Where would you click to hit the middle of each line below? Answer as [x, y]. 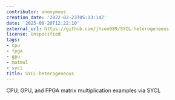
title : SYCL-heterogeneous [40, 73]
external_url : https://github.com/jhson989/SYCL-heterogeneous [88, 29]
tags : [13, 40]
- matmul [17, 62]
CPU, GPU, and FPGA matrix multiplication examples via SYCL [84, 90]
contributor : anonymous [36, 12]
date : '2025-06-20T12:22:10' [43, 23]
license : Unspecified [34, 34]
